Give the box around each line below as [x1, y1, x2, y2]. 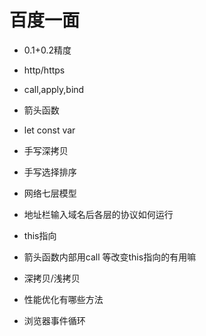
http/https [23, 64, 66, 76]
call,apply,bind [23, 83, 85, 95]
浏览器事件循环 [23, 314, 86, 326]
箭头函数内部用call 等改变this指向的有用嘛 [23, 251, 197, 263]
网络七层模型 [23, 187, 77, 199]
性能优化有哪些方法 [23, 293, 104, 305]
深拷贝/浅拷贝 [23, 272, 81, 284]
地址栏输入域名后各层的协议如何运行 [23, 208, 174, 220]
